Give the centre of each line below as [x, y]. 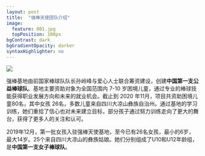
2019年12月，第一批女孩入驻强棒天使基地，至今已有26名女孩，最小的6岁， [100, 132]
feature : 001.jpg [34, 29]
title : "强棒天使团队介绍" [38, 18]
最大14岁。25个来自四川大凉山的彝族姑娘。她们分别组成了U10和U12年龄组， [102, 139]
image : [15, 23]
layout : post [23, 12]
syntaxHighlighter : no [35, 52]
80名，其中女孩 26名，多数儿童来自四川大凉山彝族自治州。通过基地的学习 [104, 103]
